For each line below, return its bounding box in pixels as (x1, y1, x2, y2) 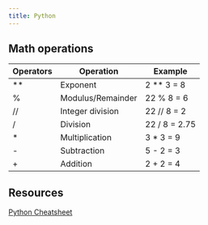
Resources (8, 185, 64, 199)
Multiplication (60, 132, 112, 143)
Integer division (60, 106, 120, 117)
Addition (60, 159, 93, 170)
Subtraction (60, 145, 105, 156)
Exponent (60, 79, 97, 91)
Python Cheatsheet (8, 207, 73, 217)
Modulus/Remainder (60, 92, 138, 104)
